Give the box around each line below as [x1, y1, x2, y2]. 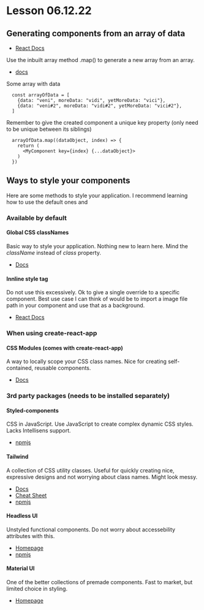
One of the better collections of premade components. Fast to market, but [6, 579, 193, 585]
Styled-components [6, 407, 59, 414]
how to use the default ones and [6, 198, 88, 206]
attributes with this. [6, 532, 55, 539]
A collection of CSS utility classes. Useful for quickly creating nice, [6, 466, 175, 474]
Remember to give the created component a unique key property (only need [6, 119, 198, 126]
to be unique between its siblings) [6, 125, 92, 133]
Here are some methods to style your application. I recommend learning [6, 192, 188, 199]
